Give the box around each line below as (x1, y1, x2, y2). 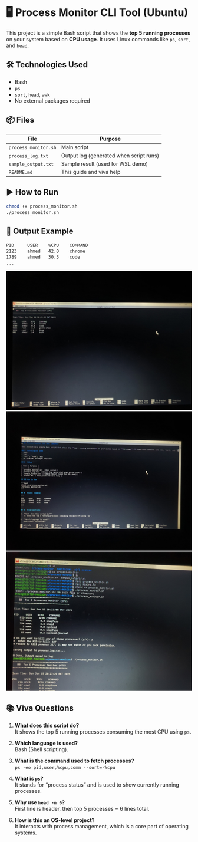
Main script (61, 144, 89, 151)
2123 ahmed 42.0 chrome (6, 248, 85, 254)
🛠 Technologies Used (6, 60, 88, 70)
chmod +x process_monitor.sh (6, 203, 78, 209)
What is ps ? (14, 775, 44, 782)
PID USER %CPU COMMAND (6, 242, 88, 248)
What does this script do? (14, 722, 80, 729)
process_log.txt (8, 153, 49, 159)
